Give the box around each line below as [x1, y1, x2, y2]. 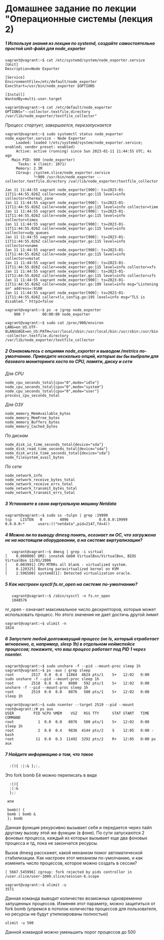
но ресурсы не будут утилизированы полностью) [5, 911, 108, 917]
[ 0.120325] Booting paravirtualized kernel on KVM [5, 567, 119, 572]
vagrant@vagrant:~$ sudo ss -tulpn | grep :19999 [5, 513, 108, 518]
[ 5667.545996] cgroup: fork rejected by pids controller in [5, 869, 132, 874]
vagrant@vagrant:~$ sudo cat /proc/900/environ [5, 321, 104, 326]
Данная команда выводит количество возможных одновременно [5, 895, 143, 901]
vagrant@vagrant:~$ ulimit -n [5, 621, 67, 626]
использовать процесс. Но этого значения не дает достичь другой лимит [5, 611, 159, 618]
